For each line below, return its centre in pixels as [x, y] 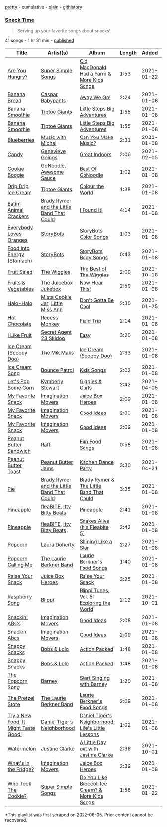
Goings [49, 158]
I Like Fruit [20, 335]
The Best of [93, 269]
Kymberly [52, 382]
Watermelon [22, 749]
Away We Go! [95, 98]
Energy [16, 255]
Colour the [92, 186]
